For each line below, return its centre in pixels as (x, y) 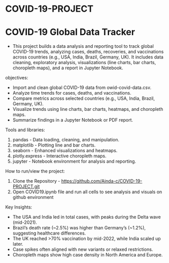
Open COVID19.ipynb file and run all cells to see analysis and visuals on (87, 192)
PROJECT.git (26, 187)
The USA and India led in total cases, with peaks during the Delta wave (87, 217)
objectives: (17, 78)
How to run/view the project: (35, 171)
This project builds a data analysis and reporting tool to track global (83, 46)
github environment (33, 197)
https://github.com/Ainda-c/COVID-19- (102, 181)
